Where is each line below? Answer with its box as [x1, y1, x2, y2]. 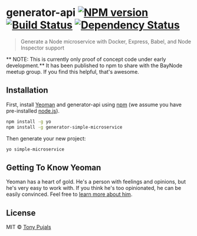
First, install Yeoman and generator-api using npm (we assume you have [6, 101, 182, 108]
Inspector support [20, 44, 65, 51]
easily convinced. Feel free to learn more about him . [6, 191, 133, 198]
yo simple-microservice [6, 146, 65, 152]
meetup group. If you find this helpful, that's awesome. [6, 68, 140, 75]
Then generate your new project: [6, 135, 86, 142]
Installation [6, 86, 48, 96]
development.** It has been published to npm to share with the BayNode [6, 62, 183, 69]
